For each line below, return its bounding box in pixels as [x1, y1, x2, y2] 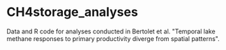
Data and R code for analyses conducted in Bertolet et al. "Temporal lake [6, 27, 216, 35]
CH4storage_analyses [6, 4, 139, 20]
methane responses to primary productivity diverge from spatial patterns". [6, 34, 220, 42]
